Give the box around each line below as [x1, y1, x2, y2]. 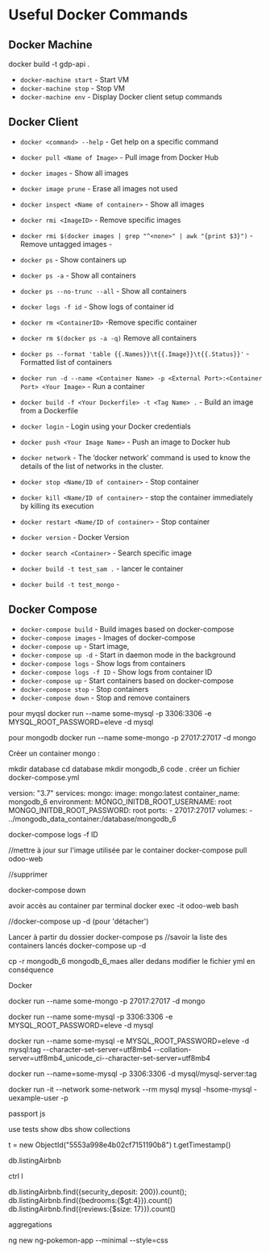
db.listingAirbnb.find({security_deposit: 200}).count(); [8, 1187, 187, 1196]
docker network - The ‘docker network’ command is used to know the [19, 452, 251, 462]
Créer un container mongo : [8, 748, 101, 758]
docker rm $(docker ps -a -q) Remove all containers [19, 333, 197, 342]
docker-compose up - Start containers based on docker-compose [19, 676, 234, 685]
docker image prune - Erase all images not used [19, 183, 178, 193]
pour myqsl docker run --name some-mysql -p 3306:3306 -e [8, 708, 212, 718]
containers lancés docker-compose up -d [8, 941, 147, 950]
